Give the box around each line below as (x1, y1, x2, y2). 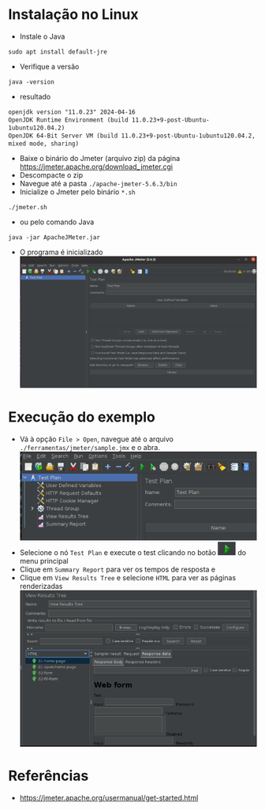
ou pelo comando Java (19, 217, 95, 227)
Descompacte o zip (19, 170, 84, 179)
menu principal (19, 557, 69, 566)
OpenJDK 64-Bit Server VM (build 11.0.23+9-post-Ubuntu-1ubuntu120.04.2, (8, 132, 256, 140)
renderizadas (19, 582, 63, 591)
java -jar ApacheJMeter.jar (8, 233, 101, 242)
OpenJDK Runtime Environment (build (8, 116, 129, 124)
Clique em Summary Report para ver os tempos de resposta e (19, 564, 216, 574)
